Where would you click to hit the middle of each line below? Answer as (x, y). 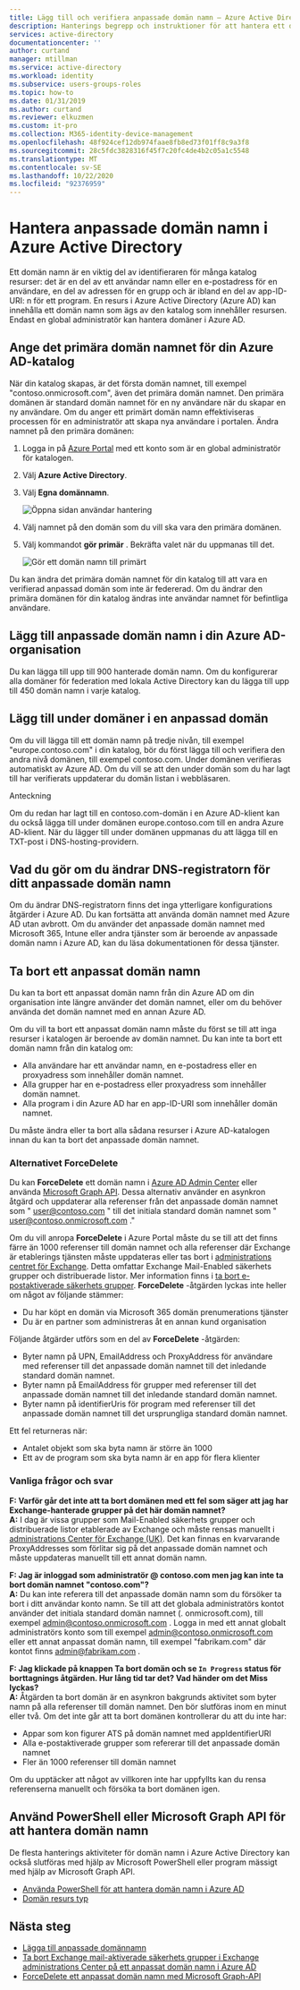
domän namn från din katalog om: (71, 1048)
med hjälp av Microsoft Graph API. (72, 1871)
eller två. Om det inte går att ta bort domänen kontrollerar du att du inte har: (148, 1716)
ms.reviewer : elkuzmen (51, 117)
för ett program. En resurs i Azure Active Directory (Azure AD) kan (155, 301)
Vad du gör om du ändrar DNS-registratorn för (140, 869)
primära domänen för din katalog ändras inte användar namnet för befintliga (149, 598)
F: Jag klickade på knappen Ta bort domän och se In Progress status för (145, 1668)
